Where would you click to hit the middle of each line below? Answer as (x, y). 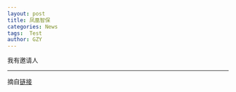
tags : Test (25, 33)
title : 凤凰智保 (29, 20)
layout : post (26, 14)
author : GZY (25, 40)
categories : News (33, 26)
